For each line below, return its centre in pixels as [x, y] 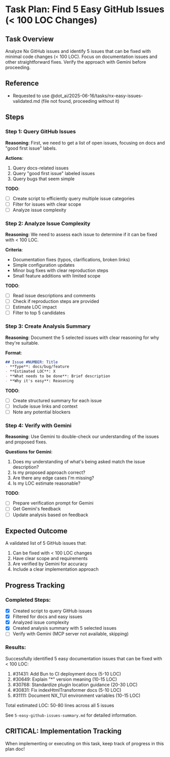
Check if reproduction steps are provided [56, 301]
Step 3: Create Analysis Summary [48, 326]
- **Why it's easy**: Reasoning [39, 381]
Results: [16, 648]
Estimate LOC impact [35, 307]
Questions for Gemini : [29, 452]
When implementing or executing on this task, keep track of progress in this [85, 743]
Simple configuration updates [44, 265]
